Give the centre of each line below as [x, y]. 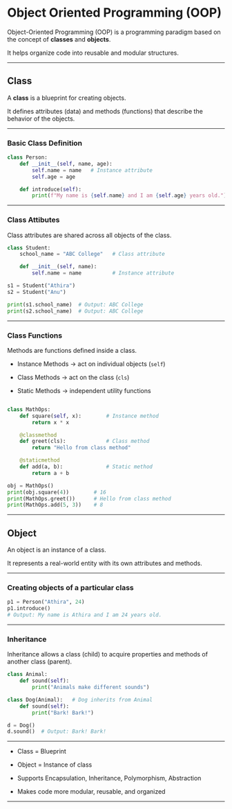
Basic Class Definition [45, 143]
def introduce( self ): [50, 189]
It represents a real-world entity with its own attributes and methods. [105, 564]
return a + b [51, 473]
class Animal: [28, 675]
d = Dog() [21, 725]
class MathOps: [29, 409]
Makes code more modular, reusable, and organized [91, 792]
